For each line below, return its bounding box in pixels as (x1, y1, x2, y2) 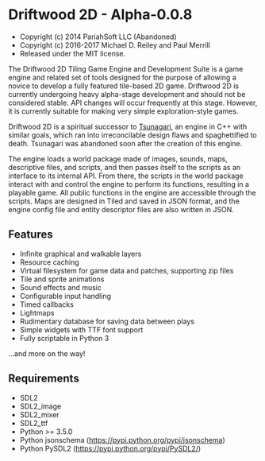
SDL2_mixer (19, 409, 60, 419)
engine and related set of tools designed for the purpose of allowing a (8, 72, 236, 82)
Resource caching (19, 257, 79, 267)
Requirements (8, 372, 79, 385)
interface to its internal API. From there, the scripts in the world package (8, 171, 244, 180)
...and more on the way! (8, 348, 86, 358)
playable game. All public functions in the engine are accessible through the (8, 188, 256, 197)
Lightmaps (19, 308, 55, 317)
